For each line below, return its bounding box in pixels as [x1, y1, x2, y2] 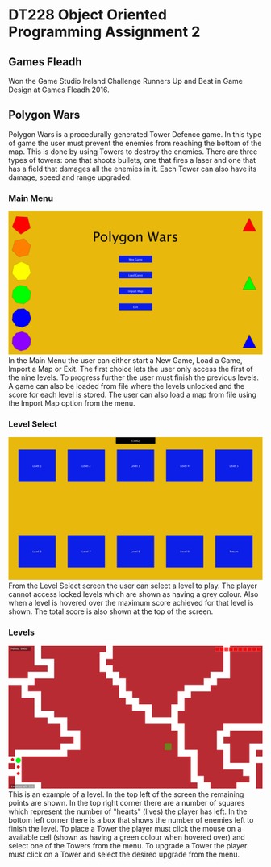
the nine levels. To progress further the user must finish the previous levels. [8, 373, 260, 382]
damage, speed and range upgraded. [8, 172, 132, 182]
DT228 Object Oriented [8, 6, 168, 24]
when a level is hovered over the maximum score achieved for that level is [8, 598, 254, 608]
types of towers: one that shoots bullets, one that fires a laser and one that [8, 155, 256, 165]
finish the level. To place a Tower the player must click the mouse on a [8, 824, 242, 834]
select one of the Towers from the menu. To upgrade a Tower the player [8, 841, 248, 851]
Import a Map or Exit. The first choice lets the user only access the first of [8, 364, 254, 373]
